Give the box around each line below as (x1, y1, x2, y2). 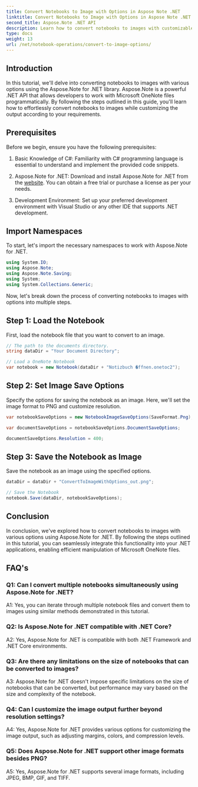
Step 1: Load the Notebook (6, 316, 105, 326)
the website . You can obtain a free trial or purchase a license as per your (14, 178, 192, 186)
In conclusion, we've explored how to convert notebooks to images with (6, 527, 181, 534)
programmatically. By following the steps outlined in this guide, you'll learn (6, 98, 187, 105)
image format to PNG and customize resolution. (6, 402, 121, 409)
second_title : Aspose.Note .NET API (6, 19, 96, 25)
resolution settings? (6, 713, 65, 721)
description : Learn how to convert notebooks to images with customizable (6, 25, 194, 31)
